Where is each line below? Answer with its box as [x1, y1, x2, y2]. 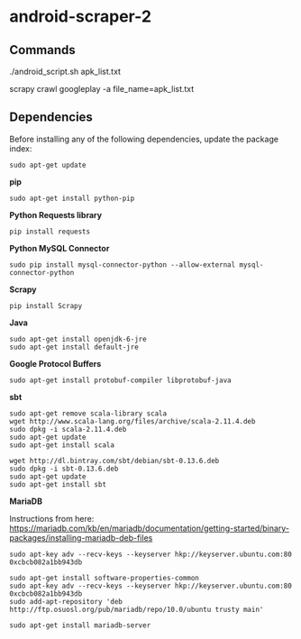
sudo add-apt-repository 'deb [9, 597, 123, 606]
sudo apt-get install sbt [9, 479, 106, 488]
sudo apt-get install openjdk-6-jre [9, 334, 147, 343]
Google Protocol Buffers [9, 358, 102, 369]
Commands [9, 42, 77, 58]
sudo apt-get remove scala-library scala [9, 408, 168, 418]
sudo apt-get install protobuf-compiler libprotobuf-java [9, 376, 232, 385]
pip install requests [9, 227, 91, 236]
